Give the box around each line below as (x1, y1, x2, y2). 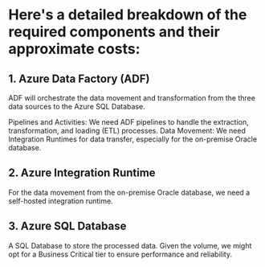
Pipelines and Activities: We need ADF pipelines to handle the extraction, (8, 117, 249, 126)
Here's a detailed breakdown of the (8, 6, 247, 24)
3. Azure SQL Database (8, 220, 127, 233)
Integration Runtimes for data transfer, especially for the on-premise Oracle (8, 134, 258, 144)
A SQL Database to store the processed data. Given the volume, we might (8, 240, 252, 250)
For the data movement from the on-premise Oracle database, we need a (8, 187, 251, 197)
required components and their (8, 23, 221, 41)
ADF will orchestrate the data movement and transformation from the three (8, 93, 255, 102)
